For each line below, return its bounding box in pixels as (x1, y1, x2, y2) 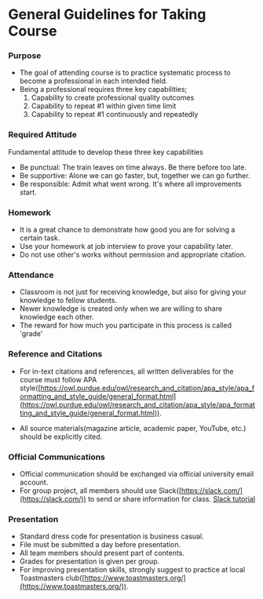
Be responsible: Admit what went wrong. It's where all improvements (19, 179, 242, 188)
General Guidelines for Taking (8, 5, 206, 24)
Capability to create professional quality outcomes (31, 93, 195, 103)
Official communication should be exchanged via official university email (19, 469, 254, 478)
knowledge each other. (19, 312, 94, 322)
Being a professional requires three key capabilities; (19, 85, 188, 94)
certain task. (19, 233, 60, 243)
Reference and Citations (8, 349, 103, 360)
